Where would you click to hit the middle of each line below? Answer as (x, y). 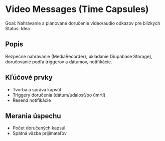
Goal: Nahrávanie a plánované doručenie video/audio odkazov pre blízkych (83, 23)
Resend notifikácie (32, 100)
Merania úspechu (33, 116)
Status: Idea (18, 28)
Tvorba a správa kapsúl (37, 89)
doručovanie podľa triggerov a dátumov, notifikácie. (59, 62)
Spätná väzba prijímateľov (39, 133)
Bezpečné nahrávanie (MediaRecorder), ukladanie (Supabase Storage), (79, 56)
